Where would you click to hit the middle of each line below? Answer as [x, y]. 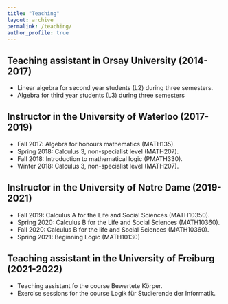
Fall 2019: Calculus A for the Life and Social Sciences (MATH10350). [113, 215]
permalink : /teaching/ [39, 26]
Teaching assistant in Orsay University [92, 60]
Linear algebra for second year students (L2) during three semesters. [115, 88]
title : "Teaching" [33, 13]
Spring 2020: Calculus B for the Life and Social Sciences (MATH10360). [118, 222]
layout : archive [30, 20]
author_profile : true [38, 33]
